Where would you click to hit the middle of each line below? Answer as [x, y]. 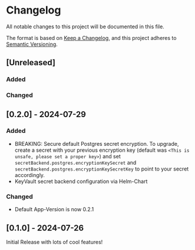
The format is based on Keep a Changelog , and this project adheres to [91, 38]
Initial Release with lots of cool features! [54, 242]
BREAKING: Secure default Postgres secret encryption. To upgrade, [97, 144]
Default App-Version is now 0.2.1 [54, 209]
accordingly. [30, 175]
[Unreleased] [31, 63]
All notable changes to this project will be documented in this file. [85, 26]
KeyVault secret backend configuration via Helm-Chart [81, 181]
